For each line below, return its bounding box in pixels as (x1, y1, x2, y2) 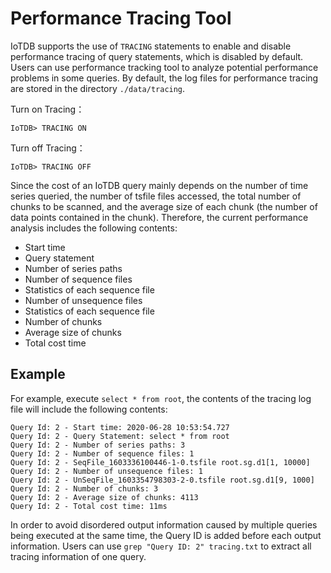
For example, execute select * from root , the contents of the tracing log (10, 392, 312, 404)
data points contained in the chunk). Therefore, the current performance (10, 211, 309, 223)
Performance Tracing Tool (10, 7, 232, 30)
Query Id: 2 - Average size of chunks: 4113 (10, 492, 199, 502)
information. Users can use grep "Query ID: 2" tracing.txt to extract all (10, 540, 312, 552)
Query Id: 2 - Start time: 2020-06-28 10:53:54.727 (10, 422, 230, 432)
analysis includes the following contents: (10, 222, 178, 234)
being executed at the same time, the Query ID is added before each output (10, 529, 322, 541)
